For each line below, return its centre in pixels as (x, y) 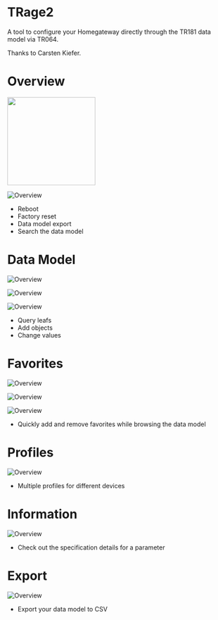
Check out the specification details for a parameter (91, 547)
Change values (39, 335)
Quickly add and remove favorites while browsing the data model (111, 424)
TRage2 (31, 12)
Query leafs (34, 320)
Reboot (28, 209)
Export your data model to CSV (62, 609)
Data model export (44, 223)
